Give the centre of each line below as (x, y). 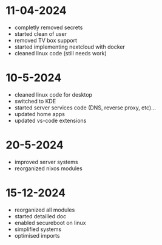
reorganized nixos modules (48, 168)
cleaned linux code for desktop (53, 94)
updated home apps (39, 114)
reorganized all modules (45, 210)
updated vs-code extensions (50, 120)
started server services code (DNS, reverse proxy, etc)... (85, 108)
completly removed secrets (49, 27)
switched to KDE (35, 101)
